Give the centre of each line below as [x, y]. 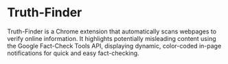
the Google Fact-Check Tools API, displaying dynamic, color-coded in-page [114, 46]
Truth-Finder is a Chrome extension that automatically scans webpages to [112, 31]
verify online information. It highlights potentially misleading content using [112, 38]
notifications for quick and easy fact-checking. [73, 53]
